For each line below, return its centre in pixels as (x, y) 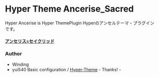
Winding (20, 64)
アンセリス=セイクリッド (30, 41)
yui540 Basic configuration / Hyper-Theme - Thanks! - (66, 69)
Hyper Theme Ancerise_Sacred (70, 9)
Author (14, 54)
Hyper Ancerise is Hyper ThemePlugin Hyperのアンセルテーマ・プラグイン (80, 23)
